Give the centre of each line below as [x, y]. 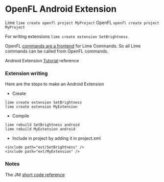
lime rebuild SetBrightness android [42, 125]
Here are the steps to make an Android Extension [55, 84]
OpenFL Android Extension [61, 9]
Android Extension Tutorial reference [42, 60]
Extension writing [26, 73]
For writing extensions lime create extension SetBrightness [67, 36]
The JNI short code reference [35, 175]
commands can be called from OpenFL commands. [57, 51]
